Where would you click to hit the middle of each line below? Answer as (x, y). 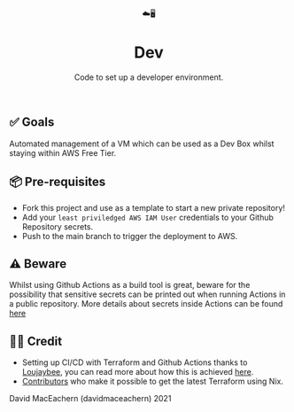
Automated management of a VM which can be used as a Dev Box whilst (142, 144)
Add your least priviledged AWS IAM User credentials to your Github (148, 217)
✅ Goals (32, 122)
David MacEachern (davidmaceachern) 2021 (90, 399)
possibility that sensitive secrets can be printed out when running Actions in (147, 294)
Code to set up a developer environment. (149, 77)
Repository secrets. (58, 226)
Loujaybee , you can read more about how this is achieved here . (138, 372)
